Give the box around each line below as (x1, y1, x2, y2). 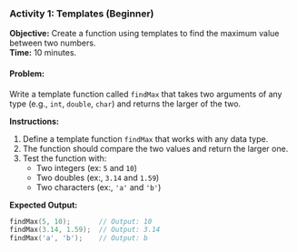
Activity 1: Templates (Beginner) (9, 7, 154, 20)
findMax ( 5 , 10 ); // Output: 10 (9, 217, 153, 226)
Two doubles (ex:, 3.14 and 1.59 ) (35, 172, 160, 183)
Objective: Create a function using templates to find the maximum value (9, 28, 280, 39)
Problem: (9, 67, 45, 79)
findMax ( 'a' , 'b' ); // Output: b (9, 234, 148, 243)
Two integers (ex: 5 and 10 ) (35, 162, 138, 173)
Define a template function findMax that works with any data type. (22, 133, 269, 144)
